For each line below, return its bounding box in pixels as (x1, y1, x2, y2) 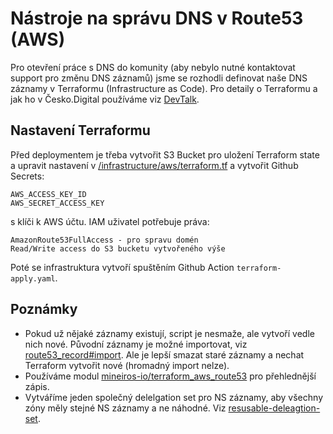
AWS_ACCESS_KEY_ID (10, 189, 87, 199)
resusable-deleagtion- (228, 402, 321, 414)
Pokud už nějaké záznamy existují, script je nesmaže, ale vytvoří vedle (24, 327, 315, 339)
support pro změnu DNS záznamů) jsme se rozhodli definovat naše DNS (10, 72, 308, 84)
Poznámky (10, 301, 78, 318)
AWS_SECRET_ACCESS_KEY (10, 198, 105, 208)
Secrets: (10, 170, 45, 182)
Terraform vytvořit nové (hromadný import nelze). (24, 359, 230, 371)
